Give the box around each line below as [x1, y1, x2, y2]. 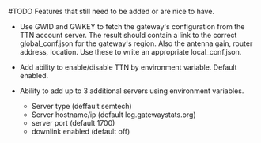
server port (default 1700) [31, 119, 115, 127]
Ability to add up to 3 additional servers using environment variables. [19, 86, 244, 96]
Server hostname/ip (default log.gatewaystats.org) [31, 110, 196, 119]
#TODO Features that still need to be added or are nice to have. [8, 7, 215, 16]
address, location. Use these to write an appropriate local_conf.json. [19, 47, 242, 56]
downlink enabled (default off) [31, 126, 130, 136]
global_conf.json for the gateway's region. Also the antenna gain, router [19, 39, 253, 48]
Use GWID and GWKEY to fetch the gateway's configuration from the [19, 22, 245, 31]
